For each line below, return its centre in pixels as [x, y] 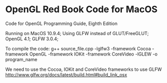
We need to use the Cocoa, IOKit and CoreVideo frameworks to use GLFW [84, 69]
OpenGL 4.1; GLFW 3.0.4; [32, 39]
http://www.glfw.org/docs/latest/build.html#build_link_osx [66, 74]
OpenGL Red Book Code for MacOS [81, 9]
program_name [21, 59]
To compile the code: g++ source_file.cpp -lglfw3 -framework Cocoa [78, 48]
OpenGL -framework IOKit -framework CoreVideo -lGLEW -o [93, 54]
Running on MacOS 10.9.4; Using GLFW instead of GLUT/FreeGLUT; [77, 33]
